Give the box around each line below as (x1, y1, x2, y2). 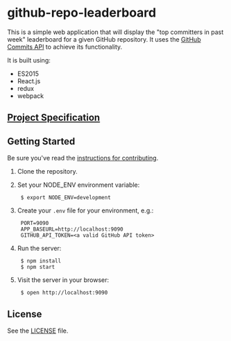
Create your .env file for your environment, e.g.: (17, 206, 154, 215)
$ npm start (20, 264, 55, 271)
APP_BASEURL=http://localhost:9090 (20, 226, 123, 233)
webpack (17, 92, 44, 100)
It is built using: (7, 56, 51, 64)
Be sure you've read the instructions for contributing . (7, 154, 159, 163)
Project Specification (7, 112, 101, 124)
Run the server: (17, 244, 62, 253)
